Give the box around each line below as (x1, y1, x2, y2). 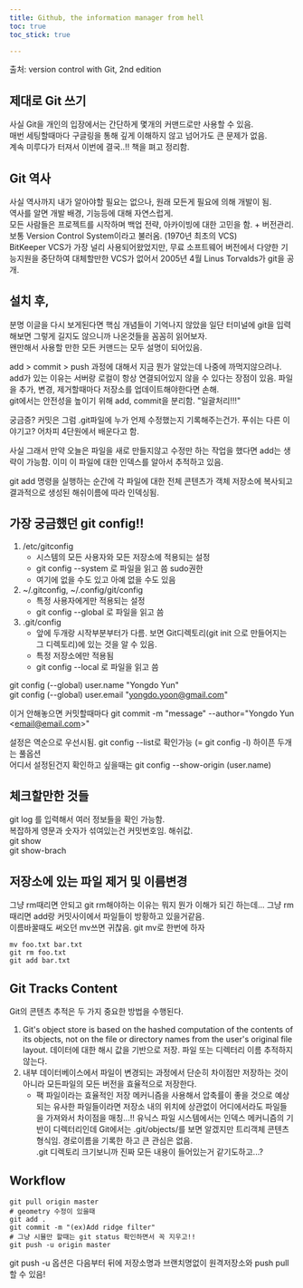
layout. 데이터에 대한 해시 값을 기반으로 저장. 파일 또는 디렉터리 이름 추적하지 (22, 1044, 294, 1056)
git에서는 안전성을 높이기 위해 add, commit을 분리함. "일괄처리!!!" (9, 395, 241, 406)
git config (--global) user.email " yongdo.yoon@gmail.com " (9, 689, 229, 700)
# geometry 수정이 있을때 (9, 1206, 96, 1215)
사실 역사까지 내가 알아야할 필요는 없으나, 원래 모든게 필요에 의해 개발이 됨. (9, 197, 272, 207)
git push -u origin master (9, 1240, 111, 1249)
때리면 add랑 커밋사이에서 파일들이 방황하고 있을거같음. (9, 911, 205, 922)
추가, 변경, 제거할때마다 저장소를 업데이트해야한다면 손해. (18, 383, 220, 394)
